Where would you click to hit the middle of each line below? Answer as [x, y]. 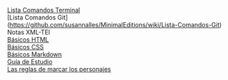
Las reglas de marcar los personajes [59, 69]
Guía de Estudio [30, 62]
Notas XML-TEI [29, 32]
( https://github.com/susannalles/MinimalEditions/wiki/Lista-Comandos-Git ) [115, 25]
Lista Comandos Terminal [44, 10]
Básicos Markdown [35, 54]
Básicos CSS [25, 47]
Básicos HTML [28, 40]
